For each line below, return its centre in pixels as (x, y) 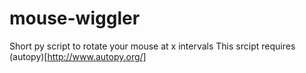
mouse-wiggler (75, 18)
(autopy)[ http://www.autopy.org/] (78, 56)
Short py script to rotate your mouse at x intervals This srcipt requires (152, 46)
